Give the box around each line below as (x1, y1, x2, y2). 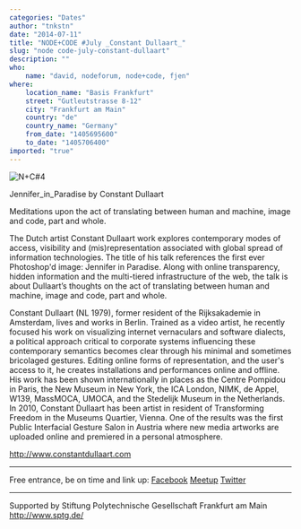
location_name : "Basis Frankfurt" (25, 88, 154, 97)
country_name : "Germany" (25, 122, 118, 131)
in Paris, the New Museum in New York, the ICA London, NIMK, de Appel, (9, 383, 279, 395)
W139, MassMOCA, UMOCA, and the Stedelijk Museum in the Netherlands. (9, 393, 285, 403)
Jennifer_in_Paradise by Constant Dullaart (9, 188, 164, 199)
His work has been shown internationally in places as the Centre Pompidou (9, 374, 287, 385)
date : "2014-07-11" (9, 30, 82, 39)
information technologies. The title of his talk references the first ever (9, 252, 266, 263)
